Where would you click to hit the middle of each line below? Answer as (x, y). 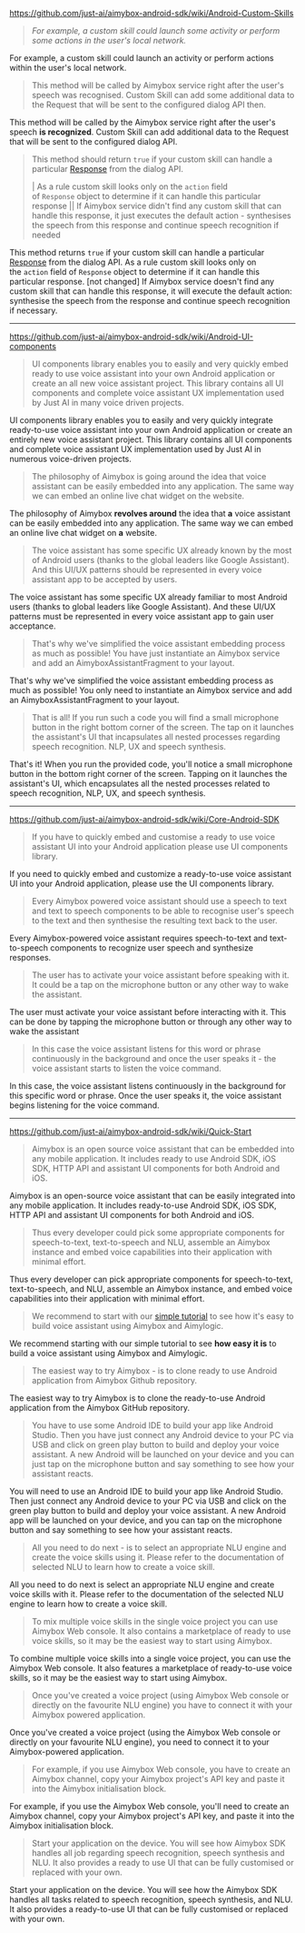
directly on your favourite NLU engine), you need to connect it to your (139, 1742)
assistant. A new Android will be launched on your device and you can (163, 1454)
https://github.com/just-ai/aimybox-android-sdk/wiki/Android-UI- (132, 337)
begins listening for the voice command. (85, 1105)
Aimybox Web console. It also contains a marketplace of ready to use (161, 1631)
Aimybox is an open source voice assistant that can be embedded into (163, 1149)
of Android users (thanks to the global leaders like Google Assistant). (160, 560)
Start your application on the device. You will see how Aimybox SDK (158, 1843)
